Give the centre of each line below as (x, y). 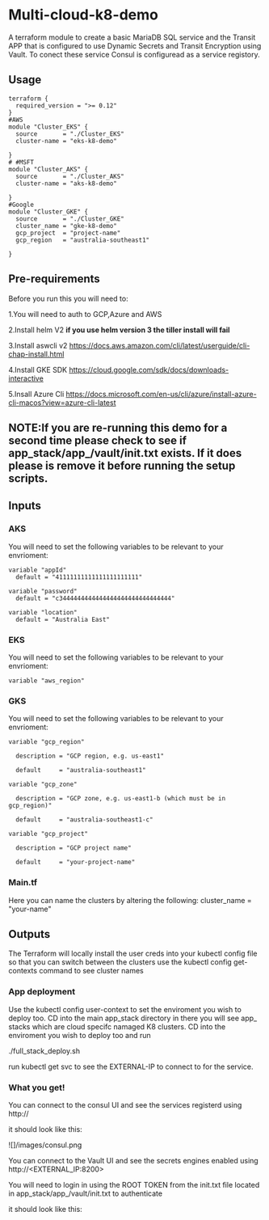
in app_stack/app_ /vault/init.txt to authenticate (86, 1193)
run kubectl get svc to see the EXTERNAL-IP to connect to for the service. (131, 1066)
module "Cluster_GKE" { (48, 212)
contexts (23, 971)
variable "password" (43, 591)
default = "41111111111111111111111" (79, 577)
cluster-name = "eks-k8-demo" (66, 141)
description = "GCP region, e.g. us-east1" (90, 756)
